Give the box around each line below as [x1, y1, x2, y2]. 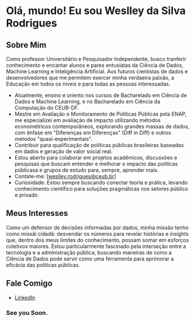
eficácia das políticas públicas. [6, 261, 81, 268]
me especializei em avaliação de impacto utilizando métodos [14, 117, 161, 124]
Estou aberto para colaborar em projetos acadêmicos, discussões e [14, 154, 177, 161]
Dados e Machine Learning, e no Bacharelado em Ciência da [14, 98, 161, 105]
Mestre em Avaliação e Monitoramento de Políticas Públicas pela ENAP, [14, 110, 187, 117]
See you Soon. [6, 309, 48, 317]
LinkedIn [14, 294, 36, 301]
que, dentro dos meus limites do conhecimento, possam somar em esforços [6, 236, 189, 243]
